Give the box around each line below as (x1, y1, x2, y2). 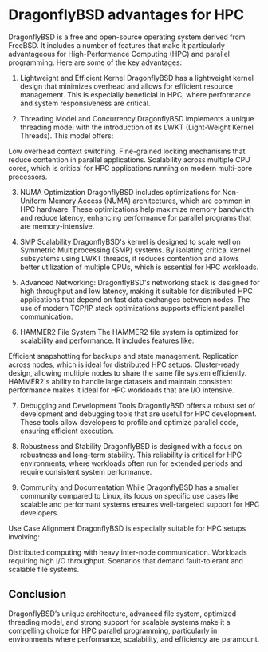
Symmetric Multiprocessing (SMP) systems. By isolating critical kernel (19, 245, 250, 255)
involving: (8, 531, 41, 541)
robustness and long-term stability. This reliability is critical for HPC (19, 450, 242, 459)
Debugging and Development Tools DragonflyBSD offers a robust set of (19, 400, 256, 410)
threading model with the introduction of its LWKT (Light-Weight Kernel (19, 122, 254, 132)
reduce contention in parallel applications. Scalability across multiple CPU (8, 154, 251, 165)
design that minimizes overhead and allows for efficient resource (19, 81, 234, 91)
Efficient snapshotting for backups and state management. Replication (8, 351, 239, 360)
